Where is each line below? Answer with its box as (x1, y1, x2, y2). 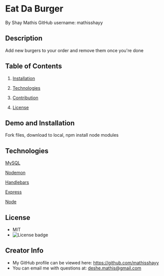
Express (5, 189, 22, 195)
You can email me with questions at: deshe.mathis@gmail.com (12, 265, 141, 271)
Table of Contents (5, 62, 62, 71)
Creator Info (5, 246, 44, 255)
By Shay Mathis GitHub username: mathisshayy (5, 20, 103, 26)
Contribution (12, 95, 38, 101)
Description (5, 34, 42, 43)
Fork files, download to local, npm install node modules (5, 132, 119, 138)
